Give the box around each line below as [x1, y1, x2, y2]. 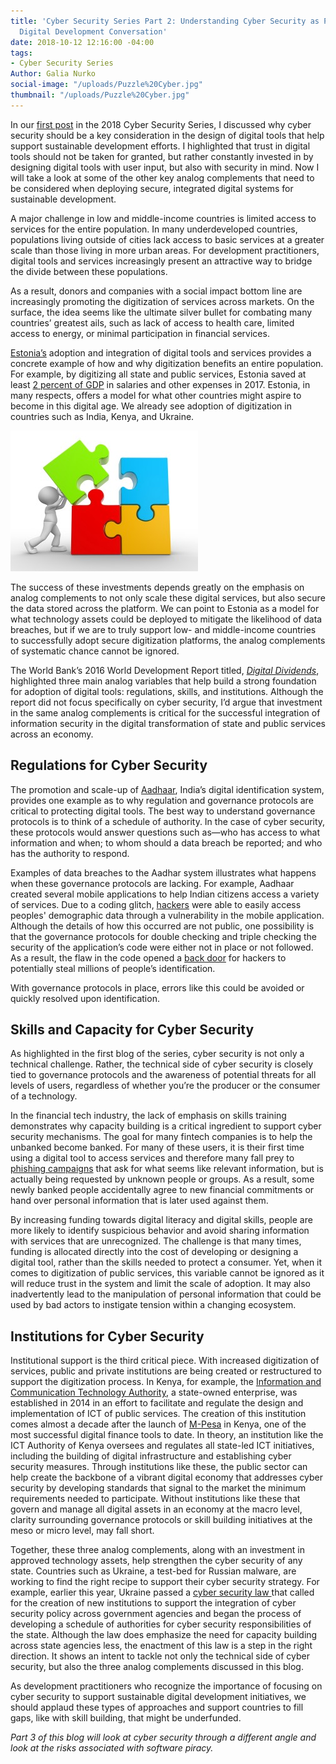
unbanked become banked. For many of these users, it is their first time [10, 1141, 305, 1154]
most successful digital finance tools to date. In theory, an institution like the [10, 1429, 324, 1441]
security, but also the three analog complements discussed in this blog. [10, 1661, 304, 1673]
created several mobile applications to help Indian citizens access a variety [10, 888, 320, 900]
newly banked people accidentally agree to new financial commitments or [10, 1184, 315, 1196]
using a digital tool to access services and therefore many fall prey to [10, 1152, 295, 1164]
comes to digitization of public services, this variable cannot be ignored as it [10, 1267, 325, 1279]
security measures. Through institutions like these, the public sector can [10, 1461, 308, 1473]
